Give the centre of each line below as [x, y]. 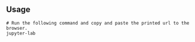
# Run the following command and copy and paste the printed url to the [98, 23]
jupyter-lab [21, 33]
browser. [17, 28]
